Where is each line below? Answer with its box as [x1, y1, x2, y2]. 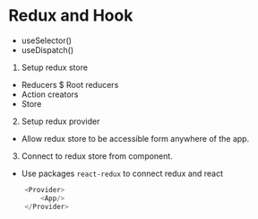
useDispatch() [21, 44, 74, 55]
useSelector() [21, 35, 73, 46]
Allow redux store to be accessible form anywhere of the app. [21, 133, 250, 144]
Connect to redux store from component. [21, 150, 174, 162]
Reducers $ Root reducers [21, 79, 119, 90]
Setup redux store [21, 62, 89, 73]
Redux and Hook [8, 5, 133, 26]
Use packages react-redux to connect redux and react [21, 168, 224, 179]
